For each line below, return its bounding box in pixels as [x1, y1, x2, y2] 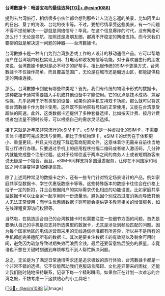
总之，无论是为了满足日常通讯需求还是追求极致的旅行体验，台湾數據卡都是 [5, 257, 156, 263]
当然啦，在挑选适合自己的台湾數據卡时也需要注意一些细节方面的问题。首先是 [5, 216, 160, 222]
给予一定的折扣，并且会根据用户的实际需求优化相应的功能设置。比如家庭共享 [5, 187, 160, 192]
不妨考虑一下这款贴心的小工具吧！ [22, 276, 91, 281]
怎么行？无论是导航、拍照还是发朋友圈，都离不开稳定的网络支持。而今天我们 [5, 34, 160, 39]
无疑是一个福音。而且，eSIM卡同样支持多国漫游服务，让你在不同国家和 [9, 158, 153, 163]
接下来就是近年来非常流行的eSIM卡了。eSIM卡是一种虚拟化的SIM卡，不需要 [5, 127, 159, 133]
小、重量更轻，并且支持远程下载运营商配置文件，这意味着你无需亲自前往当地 [5, 139, 160, 145]
